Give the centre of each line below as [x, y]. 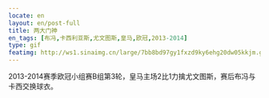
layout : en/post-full [44, 23]
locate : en [26, 16]
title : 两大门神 [33, 30]
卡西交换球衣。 [33, 86]
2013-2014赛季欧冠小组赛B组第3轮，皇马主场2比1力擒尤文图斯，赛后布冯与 [132, 76]
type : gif [25, 45]
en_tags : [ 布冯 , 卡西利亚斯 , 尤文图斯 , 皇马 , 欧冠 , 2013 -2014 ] [98, 38]
